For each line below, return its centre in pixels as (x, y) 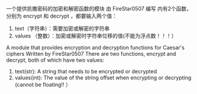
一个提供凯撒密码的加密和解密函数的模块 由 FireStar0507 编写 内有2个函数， (99, 9)
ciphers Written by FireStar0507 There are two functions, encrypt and (91, 54)
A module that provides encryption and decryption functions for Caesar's (96, 48)
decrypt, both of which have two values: (55, 60)
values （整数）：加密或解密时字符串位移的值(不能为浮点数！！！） (96, 36)
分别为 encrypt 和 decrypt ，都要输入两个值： (62, 16)
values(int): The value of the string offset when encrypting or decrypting (103, 78)
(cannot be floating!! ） (43, 85)
